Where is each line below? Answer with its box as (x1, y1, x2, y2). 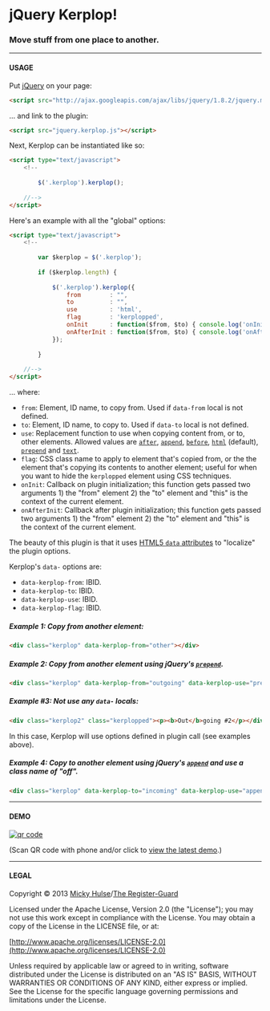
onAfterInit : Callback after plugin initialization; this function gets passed (20, 505, 261, 515)
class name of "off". (9, 766, 79, 776)
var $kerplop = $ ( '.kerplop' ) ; (38, 254, 143, 262)
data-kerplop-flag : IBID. (20, 603, 102, 613)
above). (9, 740, 34, 749)
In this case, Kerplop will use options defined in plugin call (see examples (9, 731, 251, 741)
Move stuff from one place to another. (9, 35, 159, 46)
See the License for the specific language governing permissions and (9, 986, 239, 996)
